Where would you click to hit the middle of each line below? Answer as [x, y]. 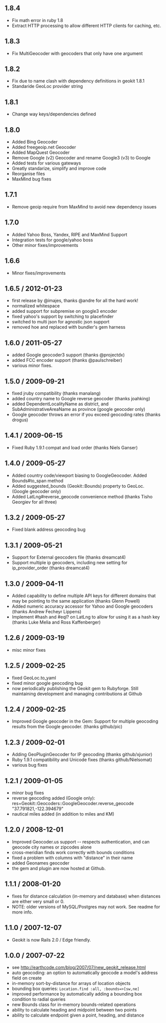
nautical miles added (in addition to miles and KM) [63, 814]
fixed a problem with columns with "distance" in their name [72, 858]
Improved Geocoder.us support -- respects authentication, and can [81, 842]
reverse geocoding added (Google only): [53, 798]
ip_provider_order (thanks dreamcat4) [51, 568]
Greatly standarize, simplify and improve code [59, 168]
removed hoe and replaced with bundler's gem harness [69, 327]
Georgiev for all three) [34, 502]
